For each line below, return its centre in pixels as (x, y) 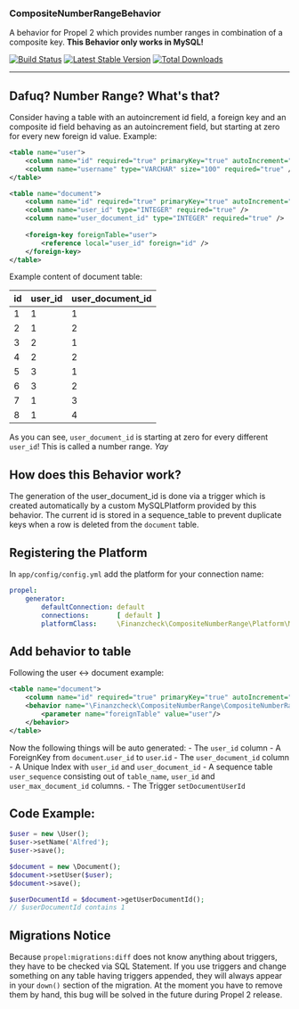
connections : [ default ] (101, 615)
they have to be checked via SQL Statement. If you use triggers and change (148, 966)
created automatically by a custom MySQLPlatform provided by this (133, 505)
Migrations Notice (60, 935)
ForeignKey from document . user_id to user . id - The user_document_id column (149, 757)
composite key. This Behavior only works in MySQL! (107, 42)
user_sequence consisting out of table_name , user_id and (112, 776)
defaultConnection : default (93, 607)
